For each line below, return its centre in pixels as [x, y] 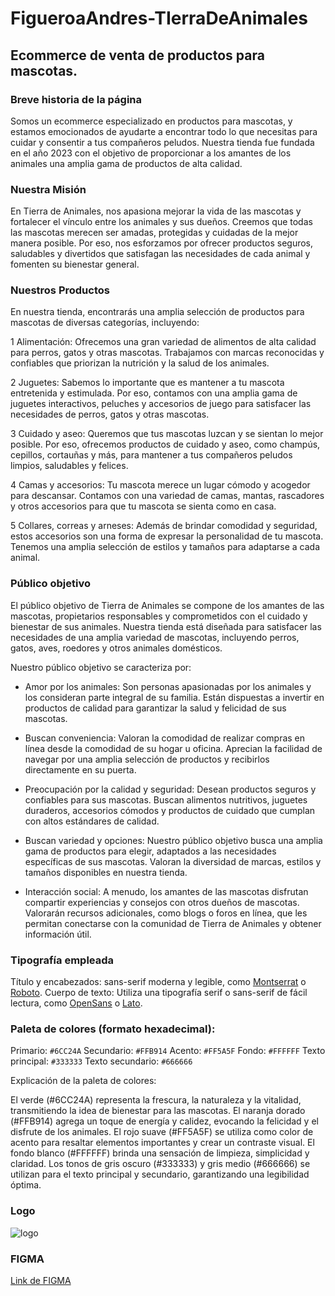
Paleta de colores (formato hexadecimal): [113, 1029]
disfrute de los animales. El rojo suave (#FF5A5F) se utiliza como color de [162, 1132]
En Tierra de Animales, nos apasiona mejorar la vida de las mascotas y [156, 211]
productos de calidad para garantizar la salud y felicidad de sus [155, 708]
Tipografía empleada [62, 960]
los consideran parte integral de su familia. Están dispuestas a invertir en [174, 697]
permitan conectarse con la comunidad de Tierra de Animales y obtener [173, 923]
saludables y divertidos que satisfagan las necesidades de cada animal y [160, 254]
